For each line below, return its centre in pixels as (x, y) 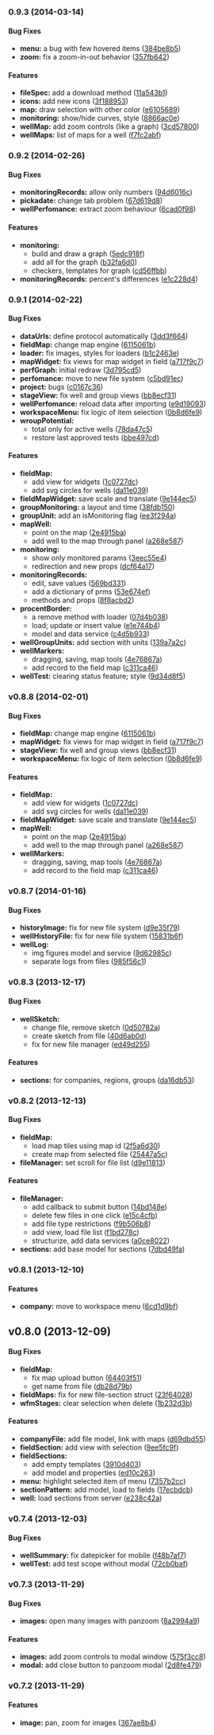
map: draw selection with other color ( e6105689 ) (100, 110)
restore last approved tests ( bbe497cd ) (96, 437)
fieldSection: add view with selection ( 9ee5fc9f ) (99, 1448)
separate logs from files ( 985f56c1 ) (89, 961)
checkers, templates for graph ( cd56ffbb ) (99, 270)
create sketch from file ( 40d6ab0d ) (89, 1035)
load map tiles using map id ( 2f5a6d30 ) (96, 1145)
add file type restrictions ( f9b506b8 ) (91, 1224)
